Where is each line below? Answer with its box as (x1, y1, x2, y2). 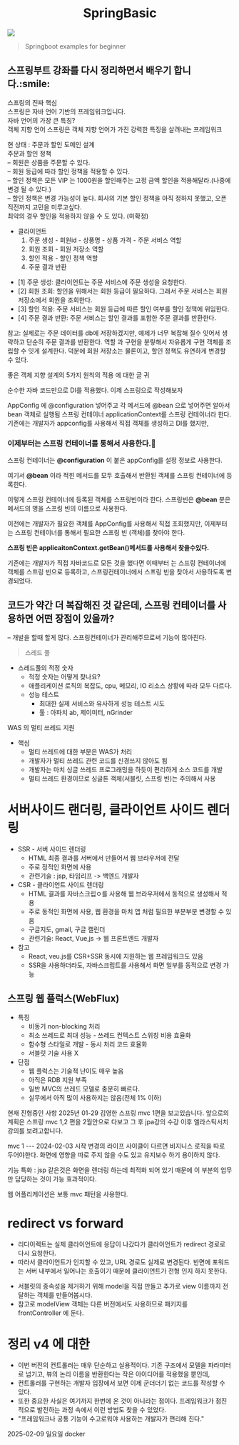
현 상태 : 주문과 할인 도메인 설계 (7, 140, 95, 149)
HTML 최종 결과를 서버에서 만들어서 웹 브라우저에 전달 (28, 854, 180, 862)
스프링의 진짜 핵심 (7, 98, 57, 106)
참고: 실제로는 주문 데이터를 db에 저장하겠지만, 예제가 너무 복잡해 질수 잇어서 (7, 329, 220, 337)
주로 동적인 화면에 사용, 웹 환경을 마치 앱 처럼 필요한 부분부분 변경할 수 (28, 907, 225, 916)
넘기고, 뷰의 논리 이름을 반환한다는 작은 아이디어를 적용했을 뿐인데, (25, 1370, 210, 1379)
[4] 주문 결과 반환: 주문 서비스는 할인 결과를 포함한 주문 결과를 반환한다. (17, 313, 216, 322)
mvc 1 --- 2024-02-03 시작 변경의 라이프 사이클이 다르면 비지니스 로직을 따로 (7, 1141, 225, 1150)
